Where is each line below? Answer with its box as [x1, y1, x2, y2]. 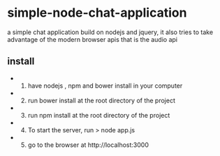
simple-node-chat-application [7, 5, 187, 21]
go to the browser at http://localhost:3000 [27, 141, 149, 149]
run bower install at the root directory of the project [27, 96, 176, 104]
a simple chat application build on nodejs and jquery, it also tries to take [7, 28, 214, 36]
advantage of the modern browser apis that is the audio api [7, 35, 178, 43]
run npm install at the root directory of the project [27, 111, 170, 119]
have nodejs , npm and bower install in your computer [27, 81, 183, 90]
